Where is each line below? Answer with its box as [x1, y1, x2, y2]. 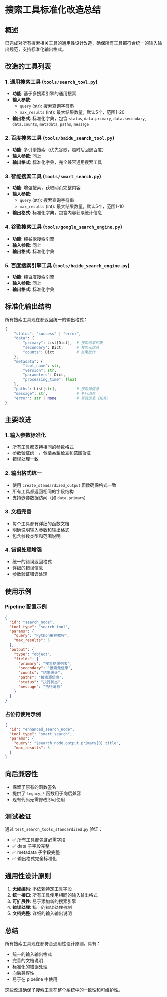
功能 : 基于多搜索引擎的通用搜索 [12, 91, 76, 96]
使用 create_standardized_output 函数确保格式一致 [12, 482, 117, 488]
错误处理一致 [12, 456, 39, 462]
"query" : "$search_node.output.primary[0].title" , [14, 741, 121, 746]
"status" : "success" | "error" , [14, 331, 81, 336]
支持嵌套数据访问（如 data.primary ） [12, 494, 88, 500]
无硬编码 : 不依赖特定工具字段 [12, 886, 72, 892]
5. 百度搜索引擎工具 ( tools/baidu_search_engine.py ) [5, 262, 130, 269]
